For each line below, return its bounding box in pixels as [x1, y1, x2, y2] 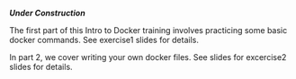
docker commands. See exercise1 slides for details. [9, 35, 200, 45]
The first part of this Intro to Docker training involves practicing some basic [9, 25, 288, 35]
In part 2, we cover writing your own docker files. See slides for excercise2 [9, 52, 287, 62]
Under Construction [9, 8, 85, 18]
